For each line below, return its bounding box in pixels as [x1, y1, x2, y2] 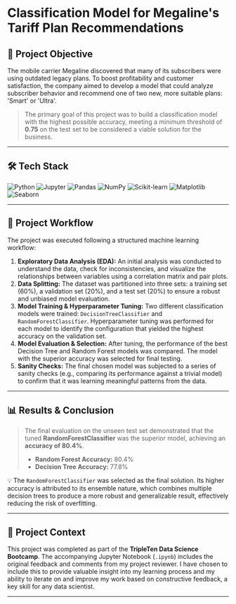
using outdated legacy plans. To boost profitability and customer [7, 74, 195, 82]
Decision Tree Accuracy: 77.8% [34, 463, 129, 471]
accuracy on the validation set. [17, 332, 107, 340]
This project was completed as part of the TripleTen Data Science [7, 545, 199, 553]
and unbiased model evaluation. [17, 294, 110, 303]
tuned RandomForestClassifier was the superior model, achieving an [24, 434, 226, 443]
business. [24, 132, 53, 141]
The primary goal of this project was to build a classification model [24, 111, 218, 118]
